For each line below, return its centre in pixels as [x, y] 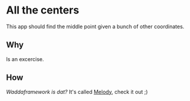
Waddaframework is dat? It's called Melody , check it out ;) [77, 92]
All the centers [43, 10]
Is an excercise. [25, 59]
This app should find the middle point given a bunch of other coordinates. [95, 26]
